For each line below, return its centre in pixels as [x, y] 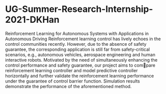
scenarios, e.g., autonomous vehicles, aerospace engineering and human [80, 54]
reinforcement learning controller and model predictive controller [72, 70]
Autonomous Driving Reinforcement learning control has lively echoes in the [83, 39]
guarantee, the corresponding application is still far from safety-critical [78, 49]
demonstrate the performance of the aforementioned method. [68, 86]
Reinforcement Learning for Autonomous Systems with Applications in [77, 33]
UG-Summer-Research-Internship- [79, 9]
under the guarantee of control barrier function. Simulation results [73, 81]
